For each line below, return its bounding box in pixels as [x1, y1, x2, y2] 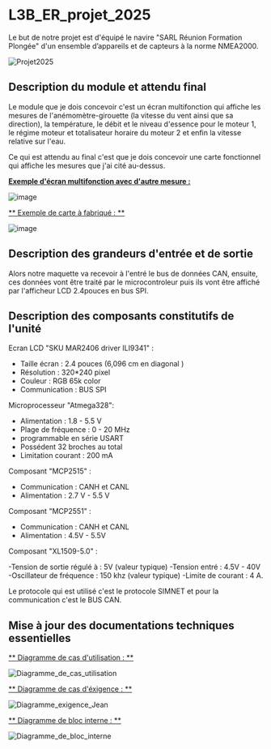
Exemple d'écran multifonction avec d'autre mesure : [8, 176, 191, 186]
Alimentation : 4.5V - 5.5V [19, 531, 107, 541]
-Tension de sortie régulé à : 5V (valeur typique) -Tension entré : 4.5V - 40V [8, 562, 261, 572]
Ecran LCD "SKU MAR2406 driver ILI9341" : [8, 343, 154, 353]
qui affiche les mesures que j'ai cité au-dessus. [8, 160, 166, 170]
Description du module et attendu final [8, 80, 206, 94]
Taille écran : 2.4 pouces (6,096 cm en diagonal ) [19, 359, 184, 369]
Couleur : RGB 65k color [19, 376, 101, 386]
